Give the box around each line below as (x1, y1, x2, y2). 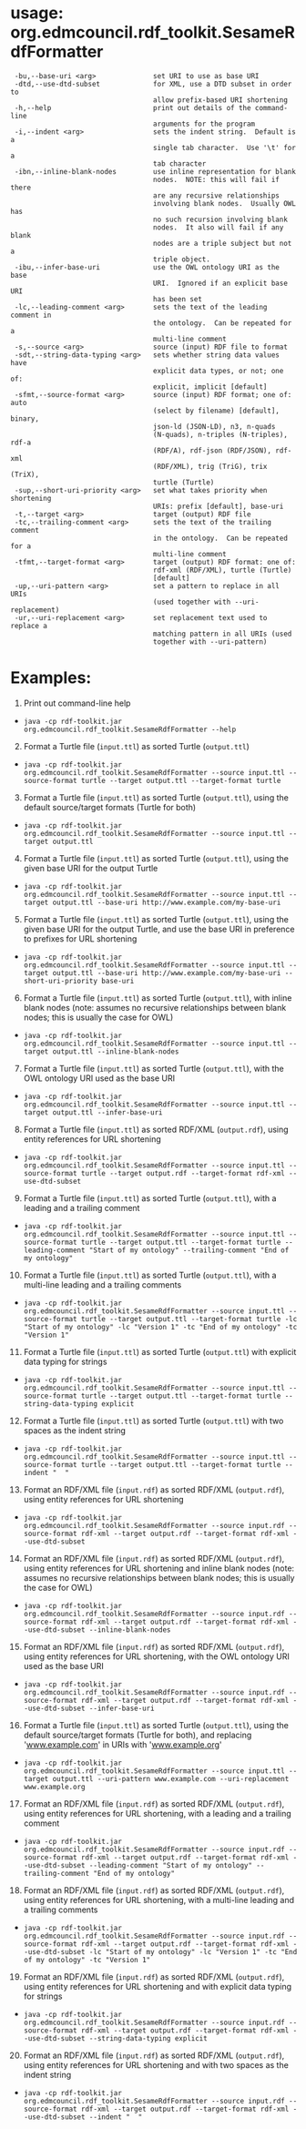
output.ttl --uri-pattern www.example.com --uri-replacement (52, 1774, 290, 1783)
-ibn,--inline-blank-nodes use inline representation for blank (14, 167, 297, 176)
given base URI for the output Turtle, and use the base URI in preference (23, 923, 295, 934)
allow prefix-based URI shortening (152, 95, 288, 105)
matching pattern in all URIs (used (152, 629, 292, 638)
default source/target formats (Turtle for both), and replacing (23, 1729, 252, 1740)
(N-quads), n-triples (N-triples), (152, 430, 288, 439)
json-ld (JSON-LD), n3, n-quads (152, 422, 276, 431)
